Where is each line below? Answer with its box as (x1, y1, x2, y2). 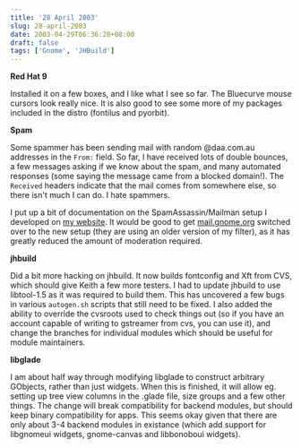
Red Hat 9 (10, 71, 47, 82)
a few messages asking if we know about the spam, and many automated (10, 161, 281, 172)
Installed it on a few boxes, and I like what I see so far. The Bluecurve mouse (10, 89, 292, 99)
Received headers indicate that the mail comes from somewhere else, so (10, 180, 277, 191)
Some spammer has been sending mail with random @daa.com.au (10, 142, 255, 153)
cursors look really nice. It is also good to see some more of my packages (10, 98, 283, 108)
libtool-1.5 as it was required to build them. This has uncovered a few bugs (10, 289, 285, 300)
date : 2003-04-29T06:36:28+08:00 (10, 30, 135, 39)
